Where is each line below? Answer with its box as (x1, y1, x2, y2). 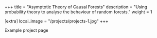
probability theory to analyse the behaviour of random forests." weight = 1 (4, 9, 153, 15)
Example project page (4, 28, 49, 33)
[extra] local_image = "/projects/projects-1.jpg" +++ (4, 19, 109, 24)
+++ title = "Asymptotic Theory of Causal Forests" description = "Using (4, 4, 148, 9)
